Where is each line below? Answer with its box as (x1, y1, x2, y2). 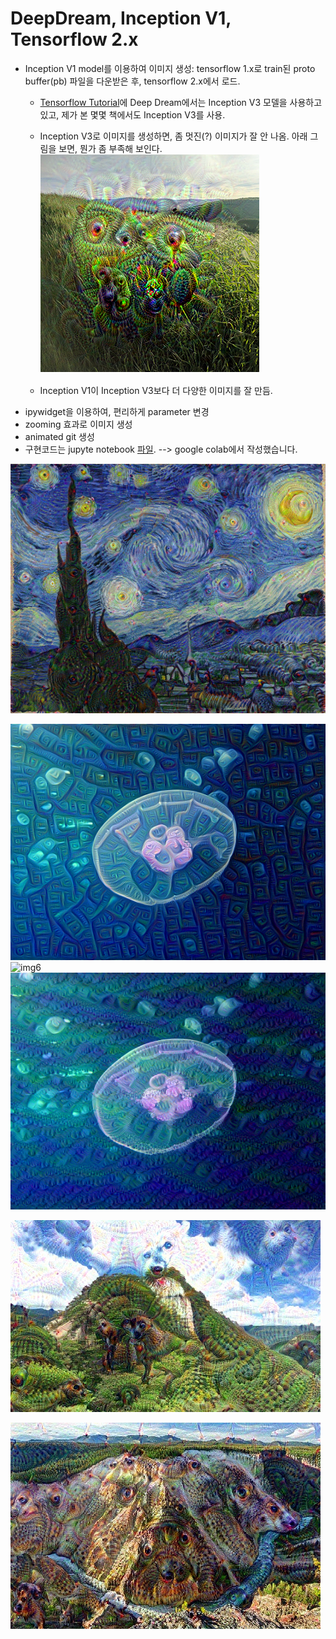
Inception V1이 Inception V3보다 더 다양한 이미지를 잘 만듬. (39, 384, 273, 396)
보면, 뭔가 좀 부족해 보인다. (58, 142, 163, 154)
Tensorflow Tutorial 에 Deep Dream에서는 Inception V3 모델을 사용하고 (39, 96, 323, 108)
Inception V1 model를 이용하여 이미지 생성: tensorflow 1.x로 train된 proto (24, 62, 316, 74)
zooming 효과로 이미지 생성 (24, 418, 133, 430)
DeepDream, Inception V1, (10, 7, 232, 30)
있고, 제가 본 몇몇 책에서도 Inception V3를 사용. (39, 108, 226, 121)
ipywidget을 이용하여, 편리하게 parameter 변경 (24, 405, 210, 417)
